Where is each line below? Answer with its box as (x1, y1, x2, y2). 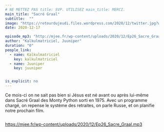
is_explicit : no (5, 79, 38, 84)
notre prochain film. (5, 108, 45, 113)
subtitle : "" (5, 16, 34, 21)
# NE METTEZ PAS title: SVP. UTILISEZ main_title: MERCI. (5, 7, 125, 12)
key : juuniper (14, 66, 42, 71)
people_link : (5, 47, 32, 53)
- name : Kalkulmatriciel (9, 52, 60, 57)
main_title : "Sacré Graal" (5, 12, 60, 17)
